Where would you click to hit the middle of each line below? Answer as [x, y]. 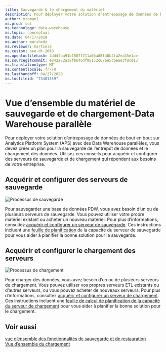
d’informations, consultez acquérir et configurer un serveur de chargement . [82, 296]
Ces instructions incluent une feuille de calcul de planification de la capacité [83, 301]
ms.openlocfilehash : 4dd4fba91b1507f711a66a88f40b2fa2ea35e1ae [72, 56]
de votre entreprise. [25, 164]
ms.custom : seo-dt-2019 [30, 51]
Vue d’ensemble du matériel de [70, 103]
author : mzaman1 [22, 19]
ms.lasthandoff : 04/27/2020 [34, 74]
